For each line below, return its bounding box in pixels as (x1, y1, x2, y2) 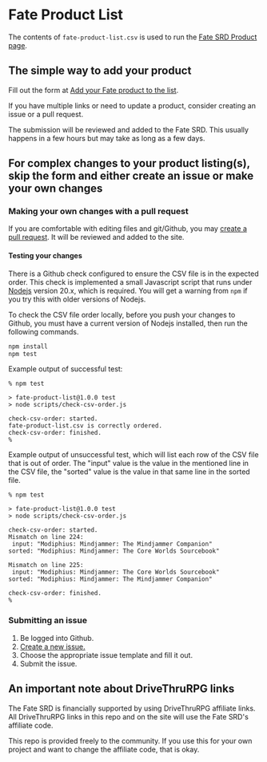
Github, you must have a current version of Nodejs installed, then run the (8, 318, 248, 328)
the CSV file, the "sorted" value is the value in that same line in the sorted (8, 467, 250, 476)
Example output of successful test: (8, 364, 123, 374)
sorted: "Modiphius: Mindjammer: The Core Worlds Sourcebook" (8, 547, 220, 555)
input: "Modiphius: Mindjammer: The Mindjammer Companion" (11, 540, 213, 549)
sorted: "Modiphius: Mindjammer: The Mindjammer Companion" (8, 575, 213, 583)
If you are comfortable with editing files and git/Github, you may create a (8, 224, 248, 233)
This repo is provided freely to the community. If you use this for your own (8, 736, 253, 745)
